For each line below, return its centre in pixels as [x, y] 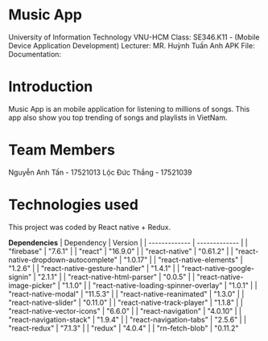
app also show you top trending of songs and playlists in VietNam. [118, 117]
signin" [20, 277]
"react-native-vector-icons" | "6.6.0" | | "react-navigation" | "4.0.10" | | [125, 310]
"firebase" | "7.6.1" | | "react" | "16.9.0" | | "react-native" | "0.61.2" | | [121, 251]
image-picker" [32, 285]
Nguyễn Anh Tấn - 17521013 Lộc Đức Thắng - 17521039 [100, 172]
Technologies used [74, 205]
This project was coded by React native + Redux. [90, 227]
